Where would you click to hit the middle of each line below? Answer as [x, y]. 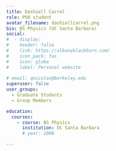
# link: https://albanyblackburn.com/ [58, 51]
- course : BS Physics [43, 122]
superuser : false [28, 84]
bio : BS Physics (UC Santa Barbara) [51, 28]
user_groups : [22, 90]
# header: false [30, 45]
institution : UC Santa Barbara [61, 128]
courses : [22, 117]
